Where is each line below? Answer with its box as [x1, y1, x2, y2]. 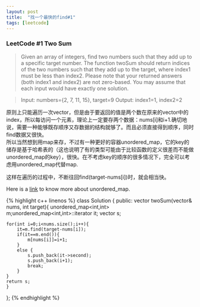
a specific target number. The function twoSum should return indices [20, 59, 190, 66]
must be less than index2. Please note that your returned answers [20, 72, 183, 79]
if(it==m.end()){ [17, 231, 60, 237]
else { [17, 247, 33, 253]
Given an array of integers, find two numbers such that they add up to [20, 53, 192, 60]
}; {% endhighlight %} [6, 294, 60, 301]
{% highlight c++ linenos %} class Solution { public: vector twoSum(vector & [6, 197, 192, 204]
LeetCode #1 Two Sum [6, 39, 72, 48]
